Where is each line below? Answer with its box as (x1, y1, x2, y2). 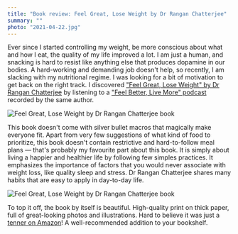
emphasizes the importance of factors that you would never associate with (7, 161, 226, 169)
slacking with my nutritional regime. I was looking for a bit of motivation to (7, 73, 224, 82)
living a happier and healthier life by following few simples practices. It (7, 153, 213, 162)
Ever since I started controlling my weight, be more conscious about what (7, 43, 223, 52)
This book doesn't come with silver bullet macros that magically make (7, 123, 212, 132)
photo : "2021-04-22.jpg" (7, 23, 81, 30)
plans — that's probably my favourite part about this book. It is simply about (7, 146, 229, 155)
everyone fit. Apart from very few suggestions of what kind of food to (7, 130, 211, 139)
